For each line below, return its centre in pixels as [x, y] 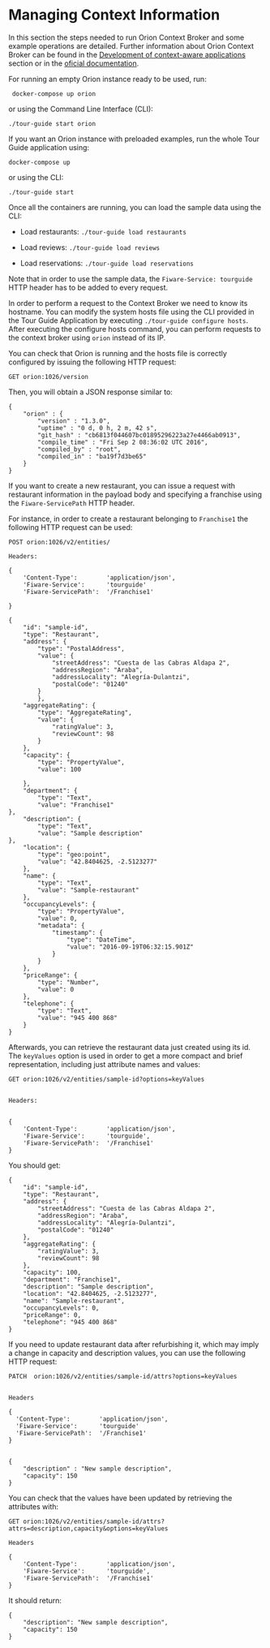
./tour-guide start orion [52, 123]
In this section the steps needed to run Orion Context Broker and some [126, 37]
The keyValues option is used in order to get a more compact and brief [126, 1056]
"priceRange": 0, [52, 1315]
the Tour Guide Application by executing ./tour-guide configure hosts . [129, 320]
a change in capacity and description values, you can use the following [127, 1353]
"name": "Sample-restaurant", [74, 1301]
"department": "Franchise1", [72, 1280]
